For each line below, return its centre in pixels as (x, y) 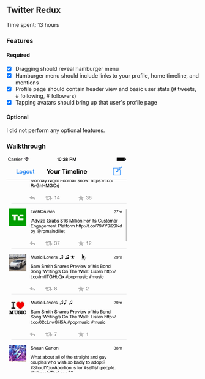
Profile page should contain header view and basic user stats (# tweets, (106, 89)
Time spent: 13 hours (33, 24)
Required (18, 55)
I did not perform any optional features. (56, 130)
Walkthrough (26, 146)
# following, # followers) (46, 96)
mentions (27, 83)
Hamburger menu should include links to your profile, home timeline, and (107, 75)
